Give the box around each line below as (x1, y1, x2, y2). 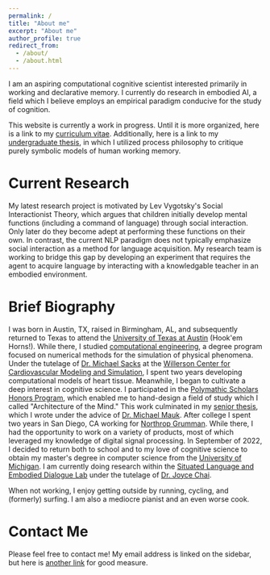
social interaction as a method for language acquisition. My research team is (8, 244, 262, 253)
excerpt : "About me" (8, 27, 78, 35)
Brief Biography (8, 298, 115, 315)
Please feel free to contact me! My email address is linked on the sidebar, (8, 549, 252, 559)
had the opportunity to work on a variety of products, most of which (8, 427, 235, 436)
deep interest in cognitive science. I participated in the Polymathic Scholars (8, 384, 259, 394)
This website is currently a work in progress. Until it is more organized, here (8, 120, 260, 130)
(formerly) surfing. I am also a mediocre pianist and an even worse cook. (8, 494, 250, 504)
